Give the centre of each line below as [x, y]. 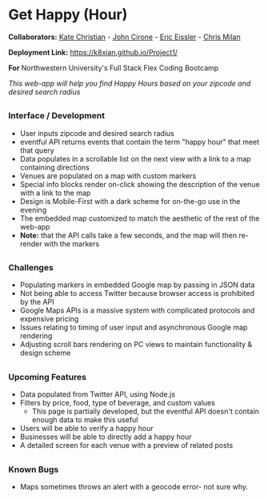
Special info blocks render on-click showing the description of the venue [140, 184]
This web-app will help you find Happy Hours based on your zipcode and [130, 83]
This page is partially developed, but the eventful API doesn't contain [146, 411]
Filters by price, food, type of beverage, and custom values [118, 403]
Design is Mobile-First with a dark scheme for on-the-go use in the [130, 201]
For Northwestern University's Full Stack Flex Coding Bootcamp [114, 68]
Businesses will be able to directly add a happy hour [106, 437]
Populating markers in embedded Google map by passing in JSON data [137, 285]
